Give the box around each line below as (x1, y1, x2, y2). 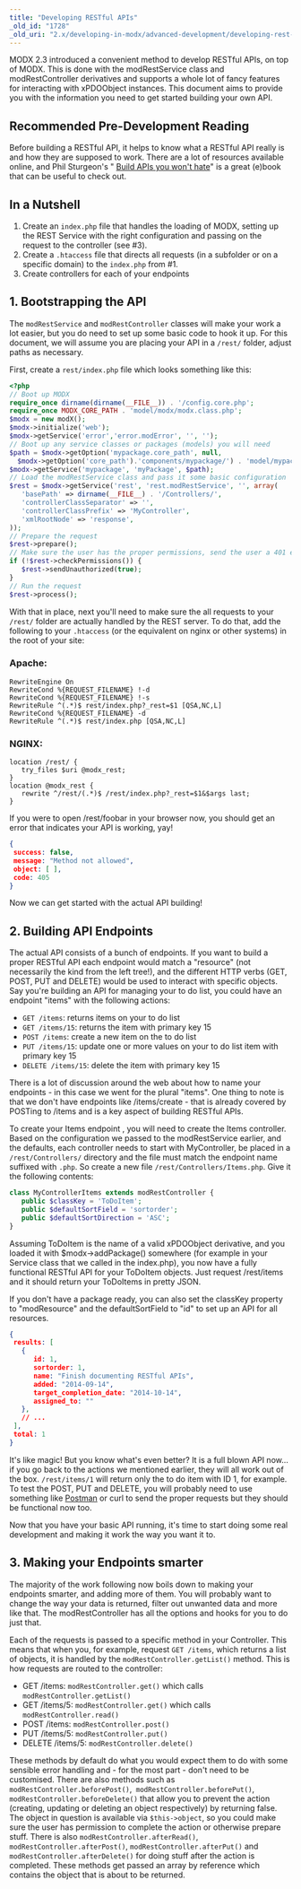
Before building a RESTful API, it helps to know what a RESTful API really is (9, 143, 285, 153)
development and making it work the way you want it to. (9, 1528, 217, 1539)
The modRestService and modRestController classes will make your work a (9, 318, 281, 328)
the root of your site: (9, 634, 85, 646)
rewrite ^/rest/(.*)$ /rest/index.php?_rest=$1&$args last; (21, 789, 251, 798)
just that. (9, 1616, 42, 1628)
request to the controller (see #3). (21, 239, 148, 250)
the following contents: (9, 1171, 94, 1182)
